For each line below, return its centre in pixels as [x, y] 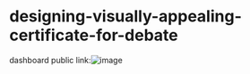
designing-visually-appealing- [125, 16]
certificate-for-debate [94, 35]
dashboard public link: [50, 60]
